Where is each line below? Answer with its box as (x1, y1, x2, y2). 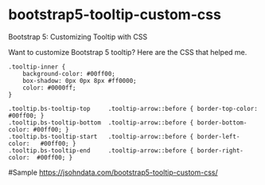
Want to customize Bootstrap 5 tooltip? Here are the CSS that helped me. (8, 47, 247, 57)
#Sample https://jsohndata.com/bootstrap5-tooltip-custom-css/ (8, 167, 219, 177)
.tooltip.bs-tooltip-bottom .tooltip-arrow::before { (8, 118, 194, 127)
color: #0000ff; (22, 84, 77, 92)
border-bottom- (197, 118, 247, 127)
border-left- (197, 132, 240, 140)
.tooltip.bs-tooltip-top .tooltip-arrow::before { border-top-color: (8, 104, 259, 112)
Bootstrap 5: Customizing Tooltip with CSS (8, 32, 148, 41)
